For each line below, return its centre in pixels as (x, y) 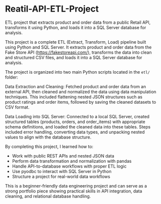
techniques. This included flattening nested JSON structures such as (74, 97)
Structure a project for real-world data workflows (61, 176)
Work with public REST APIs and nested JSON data (63, 156)
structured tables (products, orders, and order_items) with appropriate (75, 122)
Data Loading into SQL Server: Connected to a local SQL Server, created (77, 116)
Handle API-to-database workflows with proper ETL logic (69, 166)
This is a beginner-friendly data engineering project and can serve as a (76, 186)
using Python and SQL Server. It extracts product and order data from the (78, 47)
